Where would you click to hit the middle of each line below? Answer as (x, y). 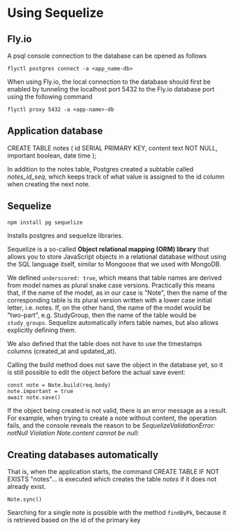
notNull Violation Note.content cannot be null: (73, 433)
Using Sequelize (55, 13)
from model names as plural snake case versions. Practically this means (111, 285)
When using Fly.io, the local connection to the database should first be (109, 82)
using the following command (50, 97)
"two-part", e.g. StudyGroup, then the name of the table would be (102, 315)
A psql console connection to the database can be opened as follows (107, 56)
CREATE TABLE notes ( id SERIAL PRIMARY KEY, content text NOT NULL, (113, 148)
